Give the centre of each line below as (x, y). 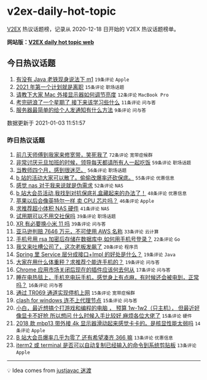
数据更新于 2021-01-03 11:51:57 (46, 123)
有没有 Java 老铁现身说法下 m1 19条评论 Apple (72, 79)
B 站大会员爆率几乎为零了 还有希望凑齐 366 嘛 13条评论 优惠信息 (95, 338)
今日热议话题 (31, 63)
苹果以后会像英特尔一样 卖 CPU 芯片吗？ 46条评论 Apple (85, 201)
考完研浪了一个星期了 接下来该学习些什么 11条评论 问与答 (86, 102)
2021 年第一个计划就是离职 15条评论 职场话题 (70, 86)
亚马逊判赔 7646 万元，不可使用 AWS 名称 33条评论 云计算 (87, 232)
